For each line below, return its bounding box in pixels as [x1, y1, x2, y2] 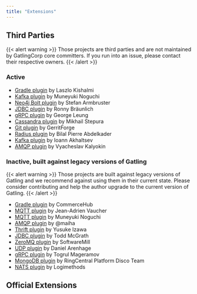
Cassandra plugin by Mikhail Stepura [14, 118, 104, 125]
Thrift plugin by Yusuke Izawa [14, 226, 87, 233]
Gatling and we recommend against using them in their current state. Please [6, 177, 190, 184]
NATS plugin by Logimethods [14, 263, 86, 270]
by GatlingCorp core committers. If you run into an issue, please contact [6, 52, 181, 59]
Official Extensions [6, 280, 78, 290]
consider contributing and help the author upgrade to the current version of [6, 183, 189, 191]
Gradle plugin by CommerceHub [14, 201, 93, 208]
